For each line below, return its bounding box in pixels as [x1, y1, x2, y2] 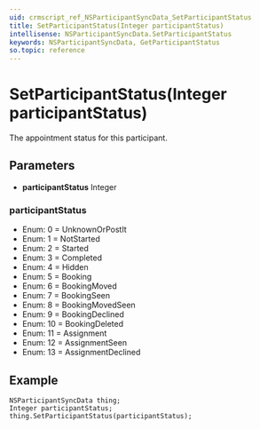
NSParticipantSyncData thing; [9, 396, 122, 405]
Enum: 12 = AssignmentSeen [21, 338, 127, 348]
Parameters [9, 158, 75, 173]
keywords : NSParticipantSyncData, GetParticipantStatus [9, 37, 220, 47]
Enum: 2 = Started [21, 243, 89, 254]
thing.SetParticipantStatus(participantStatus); [9, 411, 193, 420]
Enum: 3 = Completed [21, 252, 102, 263]
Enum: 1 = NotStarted [21, 234, 100, 244]
